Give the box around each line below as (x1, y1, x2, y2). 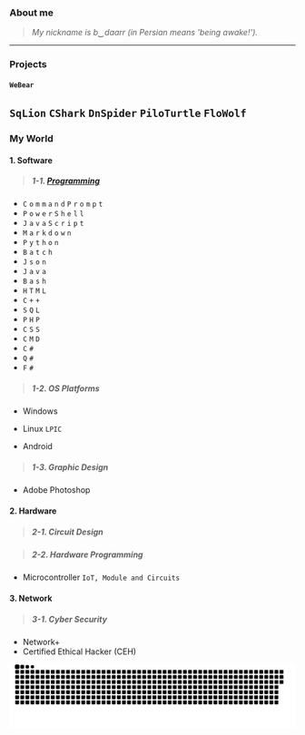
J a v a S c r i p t (22, 220, 84, 229)
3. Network (9, 593, 53, 603)
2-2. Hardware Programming (31, 549, 143, 560)
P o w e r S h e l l (22, 210, 84, 219)
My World (9, 132, 54, 144)
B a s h (22, 277, 47, 287)
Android (22, 441, 53, 452)
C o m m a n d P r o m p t (22, 200, 103, 210)
